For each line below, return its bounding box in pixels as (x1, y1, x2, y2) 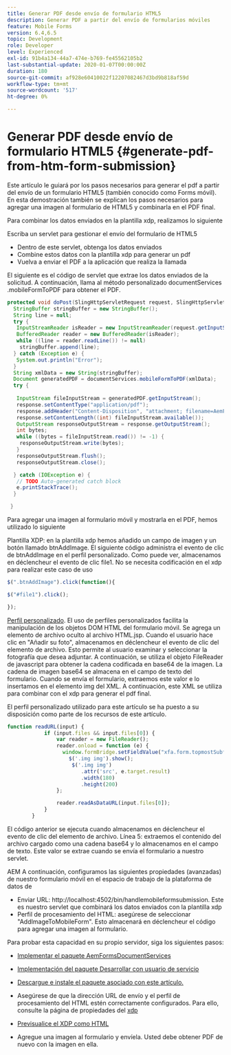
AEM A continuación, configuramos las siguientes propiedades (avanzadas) (7, 867, 222, 875)
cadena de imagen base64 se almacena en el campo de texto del (7, 667, 192, 676)
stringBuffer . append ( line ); (19, 344, 100, 351)
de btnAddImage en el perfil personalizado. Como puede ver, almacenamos (7, 551, 221, 559)
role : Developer (7, 42, 54, 49)
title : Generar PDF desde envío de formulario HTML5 (7, 10, 162, 17)
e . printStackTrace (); (16, 484, 78, 491)
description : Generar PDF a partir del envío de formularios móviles (7, 17, 211, 23)
